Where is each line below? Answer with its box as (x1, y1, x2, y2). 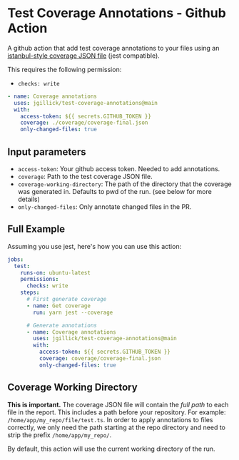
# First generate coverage (26, 296, 107, 303)
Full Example (7, 223, 66, 235)
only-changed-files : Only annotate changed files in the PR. (17, 203, 192, 211)
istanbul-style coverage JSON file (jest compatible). (7, 51, 161, 60)
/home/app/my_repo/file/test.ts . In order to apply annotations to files (7, 415, 213, 424)
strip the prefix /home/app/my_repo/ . (7, 430, 112, 439)
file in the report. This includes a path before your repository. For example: (7, 408, 226, 416)
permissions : (20, 276, 59, 283)
